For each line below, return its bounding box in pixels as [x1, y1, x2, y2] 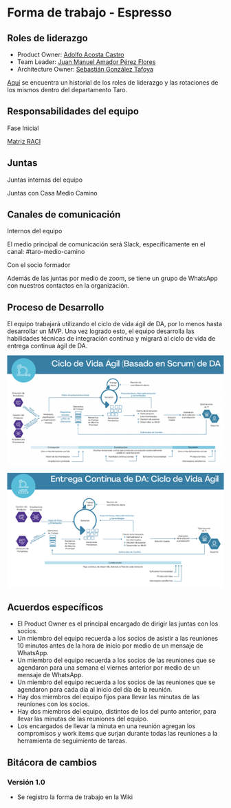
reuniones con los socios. [16, 700, 90, 708]
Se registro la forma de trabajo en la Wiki [16, 793, 133, 801]
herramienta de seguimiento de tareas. [16, 736, 127, 745]
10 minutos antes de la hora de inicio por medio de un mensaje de [16, 641, 203, 650]
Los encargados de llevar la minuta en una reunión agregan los [16, 722, 196, 730]
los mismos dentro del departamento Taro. [7, 86, 128, 94]
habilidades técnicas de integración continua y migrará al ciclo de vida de [7, 334, 216, 343]
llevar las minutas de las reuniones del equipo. [16, 714, 148, 723]
